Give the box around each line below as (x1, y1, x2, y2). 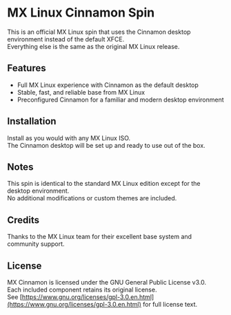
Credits (7, 214, 40, 226)
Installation (7, 115, 57, 127)
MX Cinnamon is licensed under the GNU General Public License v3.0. (7, 278, 207, 286)
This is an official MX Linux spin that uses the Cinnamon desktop (7, 28, 191, 36)
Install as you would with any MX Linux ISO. (7, 133, 131, 142)
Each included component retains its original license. (7, 285, 157, 294)
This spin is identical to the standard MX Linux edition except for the (7, 180, 201, 188)
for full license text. (142, 300, 198, 308)
